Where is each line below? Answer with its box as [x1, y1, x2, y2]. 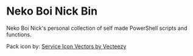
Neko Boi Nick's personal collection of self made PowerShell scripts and [6, 24, 188, 32]
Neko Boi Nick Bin [6, 4, 98, 18]
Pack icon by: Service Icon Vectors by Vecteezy [6, 43, 127, 50]
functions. [6, 30, 32, 38]
